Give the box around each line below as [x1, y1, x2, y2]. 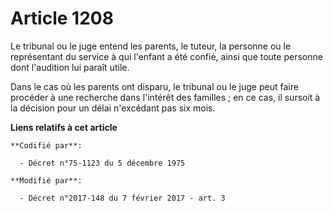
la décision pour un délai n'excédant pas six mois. [10, 102, 216, 114]
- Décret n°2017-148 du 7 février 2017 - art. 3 [19, 193, 226, 203]
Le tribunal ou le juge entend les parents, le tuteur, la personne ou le [10, 40, 292, 52]
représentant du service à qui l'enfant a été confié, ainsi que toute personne [10, 50, 323, 62]
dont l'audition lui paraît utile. [10, 61, 130, 73]
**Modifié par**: [10, 175, 83, 186]
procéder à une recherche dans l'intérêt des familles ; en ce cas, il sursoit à [10, 91, 321, 103]
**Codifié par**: [10, 140, 83, 151]
